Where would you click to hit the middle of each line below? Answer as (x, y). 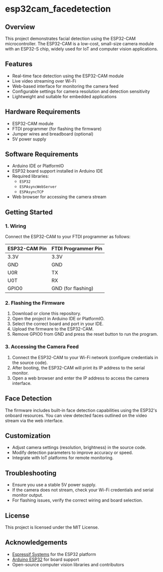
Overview (20, 27)
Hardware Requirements (43, 112)
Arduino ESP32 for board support (45, 559)
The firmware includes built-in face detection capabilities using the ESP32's (81, 410)
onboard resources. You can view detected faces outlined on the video (76, 415)
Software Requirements (42, 154)
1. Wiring (16, 226)
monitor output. (27, 495)
